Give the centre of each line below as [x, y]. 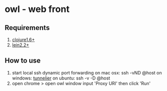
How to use [23, 61]
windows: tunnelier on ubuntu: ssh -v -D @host [61, 78]
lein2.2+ [21, 45]
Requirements [27, 28]
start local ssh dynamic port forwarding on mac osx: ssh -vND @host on [87, 72]
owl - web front [37, 9]
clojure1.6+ [23, 39]
